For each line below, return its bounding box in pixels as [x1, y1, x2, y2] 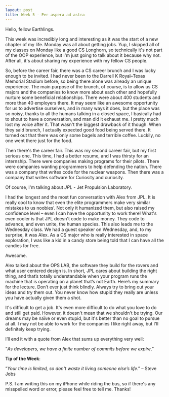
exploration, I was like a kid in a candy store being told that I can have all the [5, 237, 164, 243]
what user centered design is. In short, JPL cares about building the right [5, 268, 157, 274]
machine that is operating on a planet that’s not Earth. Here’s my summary [5, 278, 159, 284]
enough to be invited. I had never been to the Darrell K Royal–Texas [5, 73, 145, 79]
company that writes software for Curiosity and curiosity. [5, 174, 124, 180]
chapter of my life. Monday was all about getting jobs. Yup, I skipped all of [5, 41, 160, 47]
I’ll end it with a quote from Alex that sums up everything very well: [5, 336, 144, 342]
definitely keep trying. [5, 326, 51, 332]
